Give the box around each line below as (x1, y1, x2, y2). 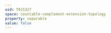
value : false (5, 20, 32, 26)
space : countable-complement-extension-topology (5, 12, 106, 16)
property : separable (5, 16, 47, 21)
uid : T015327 (5, 7, 32, 12)
